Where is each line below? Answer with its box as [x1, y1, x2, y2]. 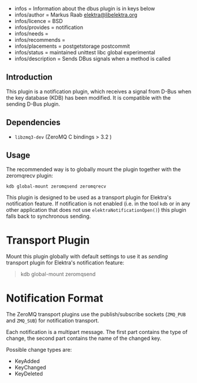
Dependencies [6, 117, 61, 127]
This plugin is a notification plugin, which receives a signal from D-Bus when [6, 88, 192, 95]
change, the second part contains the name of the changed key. [6, 335, 162, 342]
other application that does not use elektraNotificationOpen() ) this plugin [6, 207, 186, 214]
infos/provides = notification [14, 24, 84, 31]
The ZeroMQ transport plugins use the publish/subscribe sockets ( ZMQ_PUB [6, 311, 186, 318]
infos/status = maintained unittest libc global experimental [14, 49, 156, 55]
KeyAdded [14, 358, 40, 365]
